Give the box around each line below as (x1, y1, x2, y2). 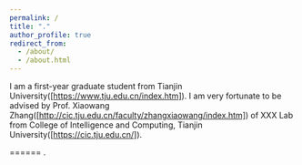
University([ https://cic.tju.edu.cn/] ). (9, 129, 143, 139)
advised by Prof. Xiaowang (9, 100, 110, 110)
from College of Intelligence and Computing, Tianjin (9, 119, 203, 130)
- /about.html (17, 56, 71, 65)
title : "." (9, 22, 51, 31)
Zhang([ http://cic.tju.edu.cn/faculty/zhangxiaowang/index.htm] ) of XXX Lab (9, 110, 294, 120)
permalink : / (9, 13, 59, 23)
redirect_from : (9, 38, 67, 48)
